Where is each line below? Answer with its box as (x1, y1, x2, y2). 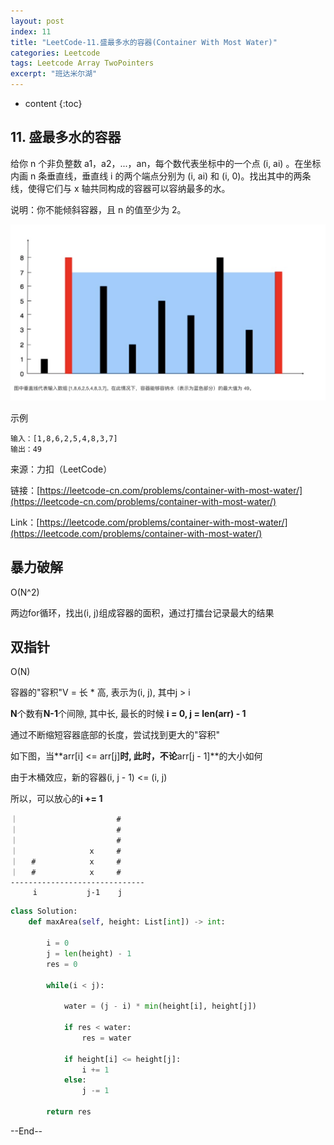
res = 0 (46, 959, 78, 969)
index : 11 (10, 26, 52, 37)
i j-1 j (32, 888, 123, 898)
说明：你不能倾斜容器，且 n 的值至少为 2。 (10, 203, 187, 215)
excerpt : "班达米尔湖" (10, 69, 98, 79)
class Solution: (10, 906, 78, 917)
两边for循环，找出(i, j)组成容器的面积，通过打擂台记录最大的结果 (10, 606, 275, 619)
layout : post (10, 16, 65, 26)
